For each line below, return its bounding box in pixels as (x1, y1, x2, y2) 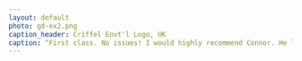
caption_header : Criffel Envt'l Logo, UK (8, 30, 167, 39)
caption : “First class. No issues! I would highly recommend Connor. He (8, 38, 288, 48)
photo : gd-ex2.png (8, 22, 78, 30)
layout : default (8, 13, 69, 22)
